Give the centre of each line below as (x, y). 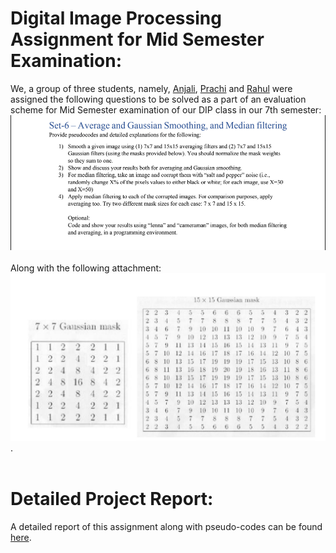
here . (21, 537)
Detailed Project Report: (112, 499)
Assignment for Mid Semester (137, 39)
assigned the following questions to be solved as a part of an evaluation (158, 99)
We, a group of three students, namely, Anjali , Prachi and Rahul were (151, 88)
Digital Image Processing (116, 18)
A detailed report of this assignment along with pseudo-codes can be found (166, 526)
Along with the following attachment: (86, 268)
